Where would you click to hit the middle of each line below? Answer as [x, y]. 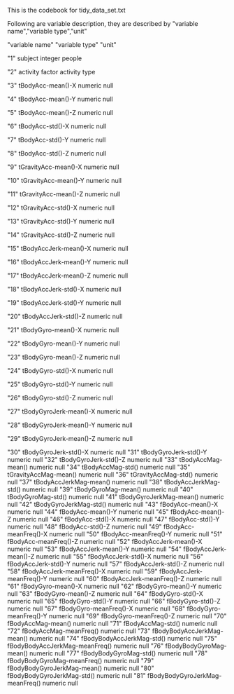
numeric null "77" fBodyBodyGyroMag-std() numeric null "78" [118, 653]
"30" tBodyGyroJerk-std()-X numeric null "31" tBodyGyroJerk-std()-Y [107, 452]
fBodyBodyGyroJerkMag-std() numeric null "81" [76, 675]
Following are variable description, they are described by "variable [103, 23]
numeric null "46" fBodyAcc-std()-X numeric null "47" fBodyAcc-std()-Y [116, 519]
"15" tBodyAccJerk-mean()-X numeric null [68, 249]
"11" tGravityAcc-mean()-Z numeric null [64, 194]
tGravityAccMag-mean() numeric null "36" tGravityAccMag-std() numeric [113, 475]
